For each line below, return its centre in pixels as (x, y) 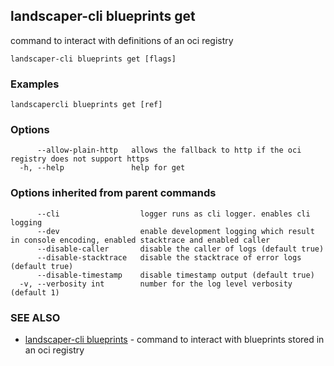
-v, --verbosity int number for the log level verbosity (156, 284)
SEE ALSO (35, 317)
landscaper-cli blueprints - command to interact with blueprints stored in (174, 339)
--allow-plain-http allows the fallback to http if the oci (169, 150)
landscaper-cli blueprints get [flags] (93, 59)
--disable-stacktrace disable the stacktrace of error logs (169, 257)
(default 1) (35, 292)
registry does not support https (80, 159)
